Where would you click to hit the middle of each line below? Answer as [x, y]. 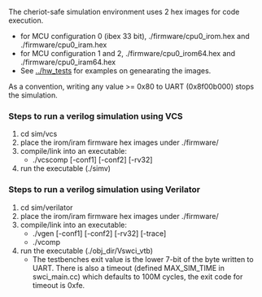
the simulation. [33, 95]
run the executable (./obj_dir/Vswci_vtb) [86, 251]
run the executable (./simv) [65, 168]
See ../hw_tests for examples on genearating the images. [116, 71]
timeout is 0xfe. [59, 285]
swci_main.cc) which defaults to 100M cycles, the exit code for [138, 277]
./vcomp [46, 242]
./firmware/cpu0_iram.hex [63, 45]
